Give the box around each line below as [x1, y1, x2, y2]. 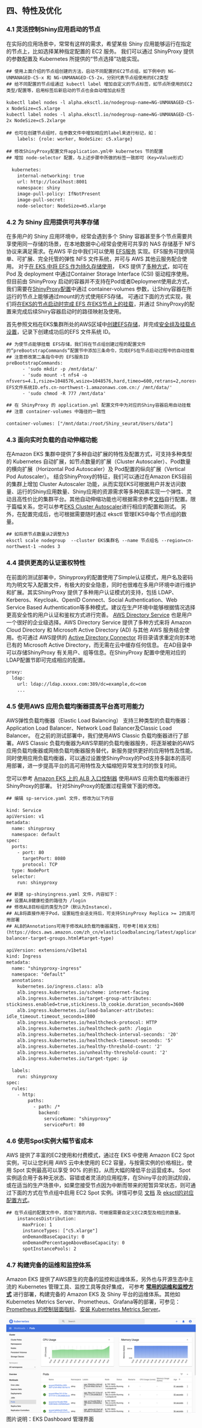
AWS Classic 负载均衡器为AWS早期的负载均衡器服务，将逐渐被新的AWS [16, 739, 195, 746]
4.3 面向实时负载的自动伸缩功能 [6, 435, 98, 444]
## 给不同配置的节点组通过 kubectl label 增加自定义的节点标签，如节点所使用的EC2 [6, 81, 193, 87]
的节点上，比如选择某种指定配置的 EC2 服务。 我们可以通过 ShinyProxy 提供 [6, 48, 194, 55]
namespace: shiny [17, 185, 61, 191]
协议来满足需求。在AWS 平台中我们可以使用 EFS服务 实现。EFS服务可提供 [6, 247, 189, 254]
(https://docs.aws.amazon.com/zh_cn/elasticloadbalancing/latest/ [6, 929, 176, 935]
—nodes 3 [38, 544, 61, 550]
